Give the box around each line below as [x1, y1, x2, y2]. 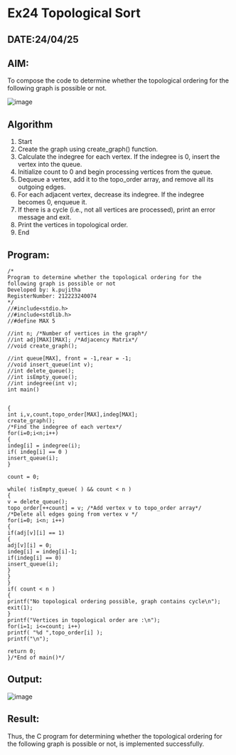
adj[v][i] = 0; [7, 542, 53, 549]
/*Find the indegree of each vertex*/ [7, 424, 122, 431]
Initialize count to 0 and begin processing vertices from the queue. [17, 167, 213, 176]
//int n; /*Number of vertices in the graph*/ [7, 330, 148, 338]
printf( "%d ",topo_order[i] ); [7, 629, 103, 637]
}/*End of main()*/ [7, 654, 65, 662]
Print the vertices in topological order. [17, 221, 129, 229]
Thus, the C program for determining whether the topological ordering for [7, 731, 222, 740]
